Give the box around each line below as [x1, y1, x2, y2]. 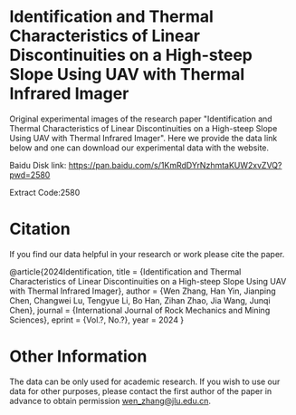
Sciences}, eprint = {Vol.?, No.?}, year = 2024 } [9, 314, 185, 325]
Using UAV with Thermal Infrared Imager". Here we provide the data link [9, 132, 278, 143]
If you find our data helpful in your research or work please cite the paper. [9, 248, 285, 259]
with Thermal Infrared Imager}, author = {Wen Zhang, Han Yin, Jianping [9, 285, 276, 296]
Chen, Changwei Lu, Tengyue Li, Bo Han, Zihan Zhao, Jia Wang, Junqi [9, 294, 271, 305]
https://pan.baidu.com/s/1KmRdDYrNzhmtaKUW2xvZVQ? [68, 159, 282, 170]
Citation [9, 219, 71, 239]
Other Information [9, 346, 148, 367]
